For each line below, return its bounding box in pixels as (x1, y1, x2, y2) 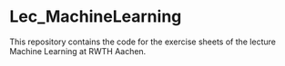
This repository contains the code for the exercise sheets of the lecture (9, 36, 276, 47)
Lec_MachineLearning (9, 6, 182, 27)
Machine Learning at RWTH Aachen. (9, 45, 147, 56)
